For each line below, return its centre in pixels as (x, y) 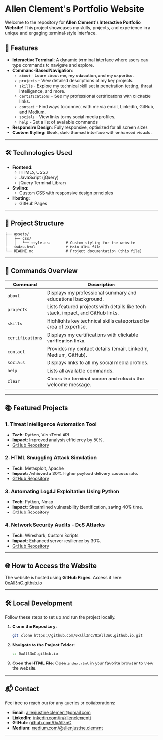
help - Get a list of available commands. (59, 122)
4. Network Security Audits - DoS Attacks (55, 525)
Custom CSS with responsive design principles (66, 193)
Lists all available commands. (80, 371)
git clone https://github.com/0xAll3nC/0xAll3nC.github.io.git (77, 636)
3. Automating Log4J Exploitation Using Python (62, 492)
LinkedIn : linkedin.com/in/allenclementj (51, 718)
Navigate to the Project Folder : (43, 645)
